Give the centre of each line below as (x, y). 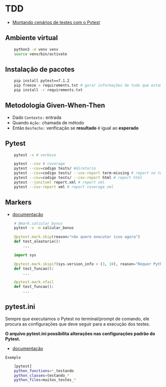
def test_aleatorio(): (37, 242)
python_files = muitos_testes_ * (45, 380)
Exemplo (13, 357)
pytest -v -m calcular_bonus (44, 228)
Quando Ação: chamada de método (48, 122)
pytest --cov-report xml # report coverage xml (64, 187)
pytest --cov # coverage (40, 164)
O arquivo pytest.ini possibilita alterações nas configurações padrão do (80, 333)
